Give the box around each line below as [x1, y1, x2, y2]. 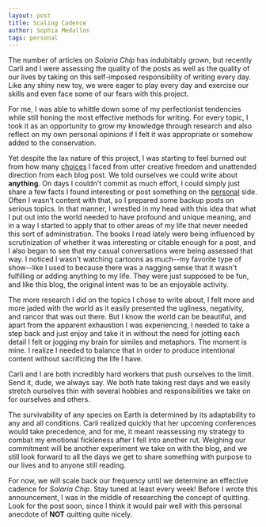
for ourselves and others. [8, 395, 91, 404]
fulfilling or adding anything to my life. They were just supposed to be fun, [8, 271, 249, 281]
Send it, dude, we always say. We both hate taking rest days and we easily [8, 378, 251, 388]
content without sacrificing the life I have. [8, 354, 143, 364]
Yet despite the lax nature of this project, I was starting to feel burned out [8, 154, 247, 163]
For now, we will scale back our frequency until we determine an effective [8, 476, 249, 486]
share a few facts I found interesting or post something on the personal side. [8, 187, 257, 197]
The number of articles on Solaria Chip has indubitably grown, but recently [8, 55, 253, 65]
